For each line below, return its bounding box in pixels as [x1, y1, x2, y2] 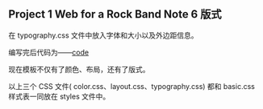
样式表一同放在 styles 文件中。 [8, 91, 111, 101]
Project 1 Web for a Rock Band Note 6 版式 [8, 7, 222, 22]
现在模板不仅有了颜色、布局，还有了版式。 [8, 64, 150, 74]
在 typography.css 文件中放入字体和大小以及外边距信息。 [8, 30, 198, 40]
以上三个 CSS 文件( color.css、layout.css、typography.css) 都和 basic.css [8, 81, 256, 91]
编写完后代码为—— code [8, 47, 90, 57]
